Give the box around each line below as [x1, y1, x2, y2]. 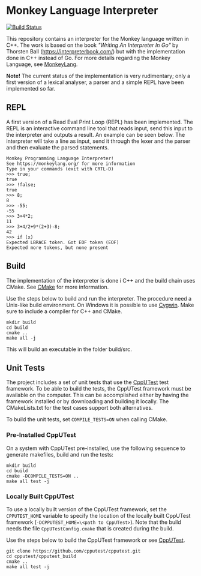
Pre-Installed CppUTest [6, 431, 76, 439]
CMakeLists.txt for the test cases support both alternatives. [6, 404, 153, 412]
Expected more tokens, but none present [6, 244, 109, 251]
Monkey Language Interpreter [6, 4, 158, 17]
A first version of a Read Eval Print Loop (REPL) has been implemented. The [6, 118, 193, 125]
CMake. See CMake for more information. [6, 283, 109, 290]
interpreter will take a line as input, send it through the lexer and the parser [6, 137, 191, 145]
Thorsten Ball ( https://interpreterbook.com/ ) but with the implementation [6, 47, 185, 55]
